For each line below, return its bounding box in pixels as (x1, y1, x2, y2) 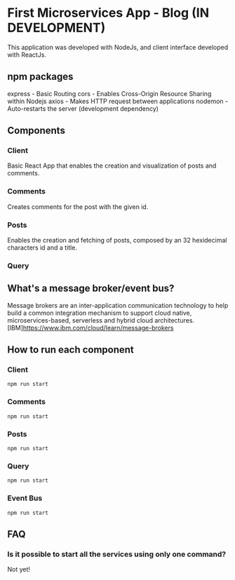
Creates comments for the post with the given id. (7, 202, 149, 211)
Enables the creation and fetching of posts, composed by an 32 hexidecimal (7, 236, 227, 245)
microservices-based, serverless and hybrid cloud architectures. (7, 316, 195, 324)
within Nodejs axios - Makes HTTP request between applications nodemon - (7, 97, 229, 105)
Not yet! (7, 565, 30, 574)
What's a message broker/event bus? (7, 283, 175, 295)
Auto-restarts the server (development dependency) (7, 104, 159, 113)
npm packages (7, 71, 74, 83)
